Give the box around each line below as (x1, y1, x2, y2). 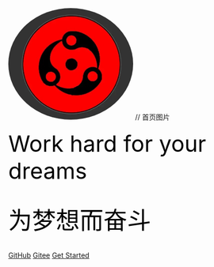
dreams (8, 156, 87, 185)
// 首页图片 (134, 112, 170, 122)
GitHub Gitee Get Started (8, 250, 90, 260)
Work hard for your (8, 130, 207, 157)
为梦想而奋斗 (8, 207, 152, 234)
